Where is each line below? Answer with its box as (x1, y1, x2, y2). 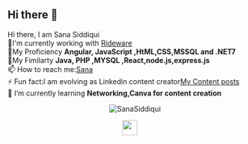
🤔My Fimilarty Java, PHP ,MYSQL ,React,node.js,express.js (7, 55, 211, 65)
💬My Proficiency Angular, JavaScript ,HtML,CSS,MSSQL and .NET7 (7, 46, 236, 57)
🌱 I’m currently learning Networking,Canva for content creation (7, 88, 222, 98)
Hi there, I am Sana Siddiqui (7, 29, 100, 39)
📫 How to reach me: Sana (7, 64, 94, 74)
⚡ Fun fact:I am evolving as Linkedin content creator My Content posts (7, 76, 240, 86)
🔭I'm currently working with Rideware (7, 38, 132, 48)
